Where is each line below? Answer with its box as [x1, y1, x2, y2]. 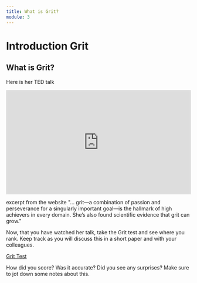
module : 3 [6, 14, 30, 20]
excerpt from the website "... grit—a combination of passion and [6, 199, 161, 205]
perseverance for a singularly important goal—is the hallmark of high [6, 205, 172, 212]
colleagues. [6, 241, 34, 248]
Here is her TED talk [6, 78, 55, 85]
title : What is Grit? [6, 8, 59, 15]
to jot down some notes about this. [6, 271, 90, 277]
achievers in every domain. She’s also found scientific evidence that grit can [6, 211, 190, 218]
